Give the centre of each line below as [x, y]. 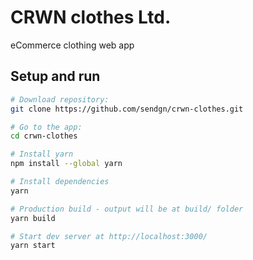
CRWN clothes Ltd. [91, 17]
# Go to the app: [46, 127]
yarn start [33, 246]
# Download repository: [60, 99]
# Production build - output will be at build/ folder [127, 209]
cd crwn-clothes [44, 136]
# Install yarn [42, 154]
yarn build [33, 218]
